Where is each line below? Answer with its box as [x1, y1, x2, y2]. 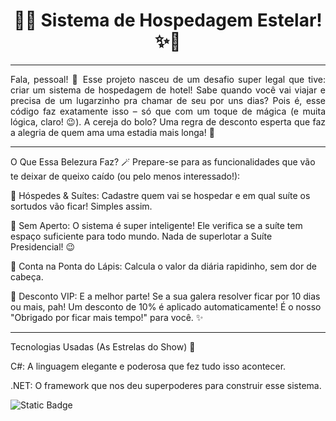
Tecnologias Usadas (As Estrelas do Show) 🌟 [10, 340, 196, 353]
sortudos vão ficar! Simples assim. [10, 200, 153, 212]
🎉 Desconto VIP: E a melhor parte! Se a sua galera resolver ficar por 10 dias [10, 290, 321, 302]
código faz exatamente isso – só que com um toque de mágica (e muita [10, 105, 326, 117]
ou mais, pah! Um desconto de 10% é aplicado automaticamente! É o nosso [10, 300, 322, 313]
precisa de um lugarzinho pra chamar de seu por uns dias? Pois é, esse [10, 94, 326, 106]
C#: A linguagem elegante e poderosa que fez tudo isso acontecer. [10, 360, 287, 372]
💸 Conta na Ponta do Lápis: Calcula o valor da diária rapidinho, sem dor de [10, 260, 317, 272]
